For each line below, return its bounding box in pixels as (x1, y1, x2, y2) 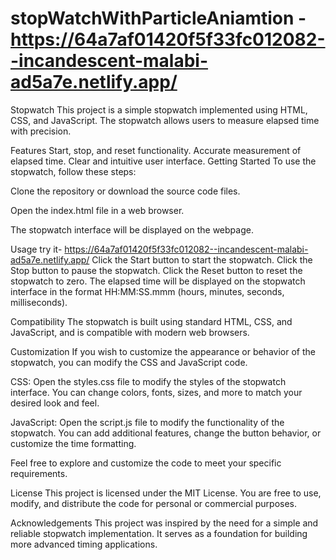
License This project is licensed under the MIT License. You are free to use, (10, 487, 322, 499)
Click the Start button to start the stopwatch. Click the (91, 253, 313, 266)
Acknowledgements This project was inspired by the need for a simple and (10, 517, 319, 529)
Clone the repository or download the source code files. (10, 185, 241, 197)
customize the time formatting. (10, 437, 137, 449)
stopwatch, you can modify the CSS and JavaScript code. (10, 356, 248, 368)
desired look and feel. (10, 397, 100, 409)
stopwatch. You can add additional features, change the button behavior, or (10, 427, 322, 439)
